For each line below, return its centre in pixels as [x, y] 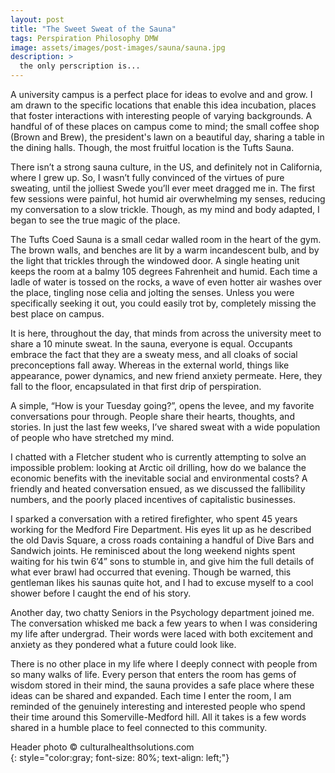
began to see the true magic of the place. [95, 220]
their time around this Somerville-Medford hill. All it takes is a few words [158, 717]
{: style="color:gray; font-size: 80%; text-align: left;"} [120, 757]
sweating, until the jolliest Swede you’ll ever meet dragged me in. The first [162, 188]
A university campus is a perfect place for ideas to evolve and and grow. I [161, 94]
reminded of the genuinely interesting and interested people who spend [158, 706]
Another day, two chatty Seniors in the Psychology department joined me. [162, 612]
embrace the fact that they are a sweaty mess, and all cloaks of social [154, 354]
